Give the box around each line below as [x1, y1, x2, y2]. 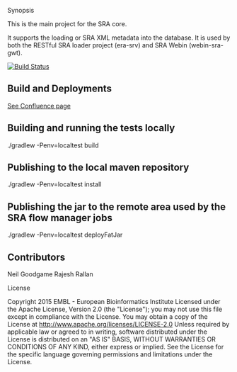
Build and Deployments [7, 83, 112, 95]
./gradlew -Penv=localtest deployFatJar [7, 230, 123, 239]
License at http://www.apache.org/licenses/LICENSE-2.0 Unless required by [7, 320, 230, 329]
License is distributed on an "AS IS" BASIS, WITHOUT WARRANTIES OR [7, 335, 216, 344]
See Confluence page [7, 101, 71, 110]
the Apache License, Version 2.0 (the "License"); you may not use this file [7, 305, 223, 314]
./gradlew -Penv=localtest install [7, 180, 102, 188]
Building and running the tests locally [7, 122, 175, 134]
